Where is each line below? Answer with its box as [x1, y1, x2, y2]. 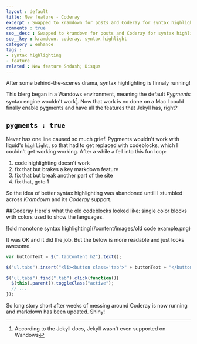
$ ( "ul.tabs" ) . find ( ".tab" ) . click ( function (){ [6, 275, 119, 281]
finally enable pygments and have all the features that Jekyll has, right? [6, 104, 178, 112]
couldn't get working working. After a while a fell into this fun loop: [6, 148, 167, 155]
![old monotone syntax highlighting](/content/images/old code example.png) [6, 225, 191, 232]
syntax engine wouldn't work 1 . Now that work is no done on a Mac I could [6, 97, 184, 105]
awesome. [6, 242, 31, 249]
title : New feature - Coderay [6, 14, 80, 20]
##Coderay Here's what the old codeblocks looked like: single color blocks [6, 207, 188, 214]
